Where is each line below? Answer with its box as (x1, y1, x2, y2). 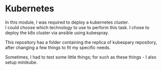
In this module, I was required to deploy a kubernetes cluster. (5, 19, 129, 25)
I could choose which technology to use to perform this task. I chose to (5, 24, 150, 30)
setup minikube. (5, 59, 38, 65)
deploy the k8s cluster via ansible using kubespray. (5, 30, 109, 35)
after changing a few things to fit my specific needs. (5, 44, 111, 50)
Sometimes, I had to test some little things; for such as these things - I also (5, 54, 157, 60)
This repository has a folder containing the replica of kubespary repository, (5, 39, 158, 45)
